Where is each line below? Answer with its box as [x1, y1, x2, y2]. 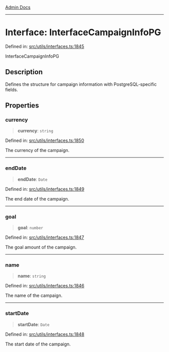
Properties [5, 101, 39, 110]
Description [5, 68, 43, 76]
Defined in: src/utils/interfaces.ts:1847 [5, 234, 84, 240]
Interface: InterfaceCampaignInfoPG [5, 27, 161, 38]
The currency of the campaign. [5, 147, 69, 154]
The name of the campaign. [5, 292, 63, 298]
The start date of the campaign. [5, 341, 71, 347]
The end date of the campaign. [5, 195, 69, 202]
